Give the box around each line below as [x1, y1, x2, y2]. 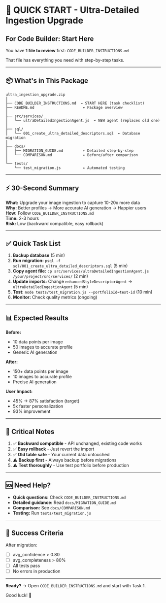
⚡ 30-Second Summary [5, 184, 79, 193]
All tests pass [12, 563, 40, 569]
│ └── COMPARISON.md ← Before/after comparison [5, 152, 138, 157]
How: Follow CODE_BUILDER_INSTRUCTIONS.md [5, 210, 94, 216]
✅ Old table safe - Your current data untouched [12, 452, 110, 458]
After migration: [5, 542, 37, 548]
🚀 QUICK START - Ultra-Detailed [5, 4, 139, 16]
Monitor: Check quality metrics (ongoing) [12, 294, 98, 300]
